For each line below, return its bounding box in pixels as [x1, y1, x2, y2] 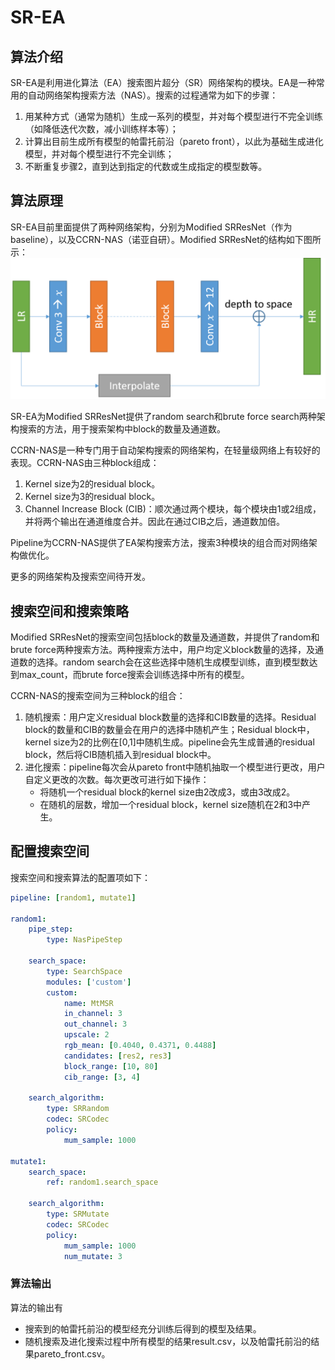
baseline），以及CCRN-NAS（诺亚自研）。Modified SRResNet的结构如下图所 [10, 233, 322, 245]
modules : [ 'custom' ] [46, 977, 132, 987]
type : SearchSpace [46, 966, 123, 976]
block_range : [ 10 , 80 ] [63, 1061, 159, 1071]
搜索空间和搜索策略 [10, 602, 129, 620]
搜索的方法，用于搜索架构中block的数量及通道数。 [18, 423, 227, 435]
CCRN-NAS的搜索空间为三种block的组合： [10, 690, 186, 702]
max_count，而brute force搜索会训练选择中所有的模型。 [18, 669, 250, 681]
